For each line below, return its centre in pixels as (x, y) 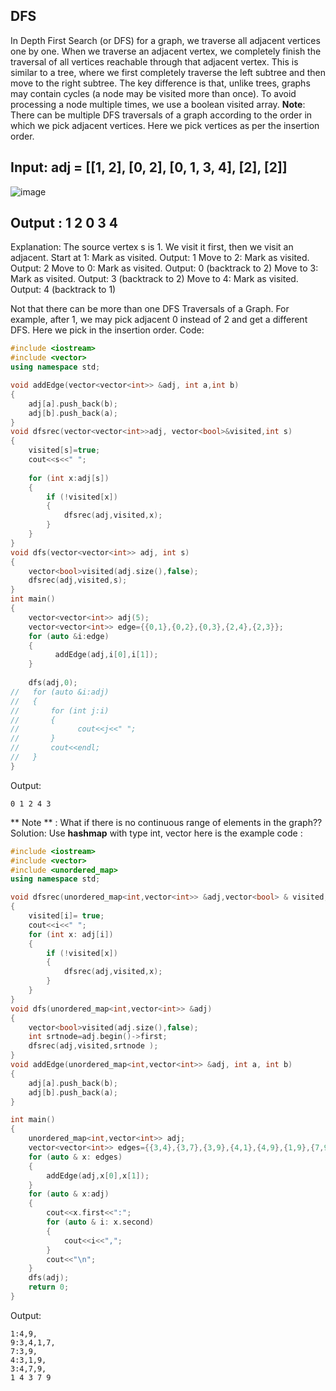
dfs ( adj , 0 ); (53, 683)
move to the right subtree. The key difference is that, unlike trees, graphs (160, 83)
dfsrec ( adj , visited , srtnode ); (93, 1046)
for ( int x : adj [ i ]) (71, 934)
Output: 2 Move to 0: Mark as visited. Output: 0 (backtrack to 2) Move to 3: (164, 268)
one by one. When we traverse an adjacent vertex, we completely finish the (166, 51)
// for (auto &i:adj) (60, 692)
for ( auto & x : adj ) (69, 1194)
